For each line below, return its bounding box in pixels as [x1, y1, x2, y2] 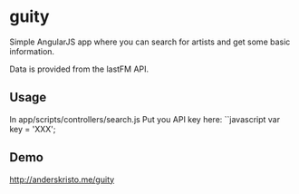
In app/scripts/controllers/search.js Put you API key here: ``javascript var [9, 113, 281, 124]
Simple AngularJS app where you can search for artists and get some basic [9, 36, 291, 47]
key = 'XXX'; [9, 123, 56, 134]
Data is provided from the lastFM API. [9, 63, 149, 74]
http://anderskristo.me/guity [9, 174, 115, 185]
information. [9, 45, 55, 56]
